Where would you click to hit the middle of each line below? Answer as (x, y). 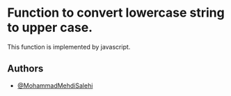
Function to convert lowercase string (116, 13)
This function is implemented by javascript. (69, 47)
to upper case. (50, 27)
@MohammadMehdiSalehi (55, 86)
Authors (25, 69)
